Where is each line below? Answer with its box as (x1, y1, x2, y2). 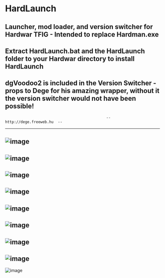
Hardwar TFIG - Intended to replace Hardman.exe (5, 30, 159, 38)
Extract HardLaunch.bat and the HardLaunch (5, 47, 145, 55)
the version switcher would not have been (5, 94, 137, 103)
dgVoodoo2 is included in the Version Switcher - (5, 79, 157, 88)
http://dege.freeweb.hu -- (5, 119, 63, 124)
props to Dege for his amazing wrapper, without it (5, 87, 160, 95)
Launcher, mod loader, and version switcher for (5, 23, 153, 31)
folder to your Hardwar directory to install (5, 55, 135, 63)
